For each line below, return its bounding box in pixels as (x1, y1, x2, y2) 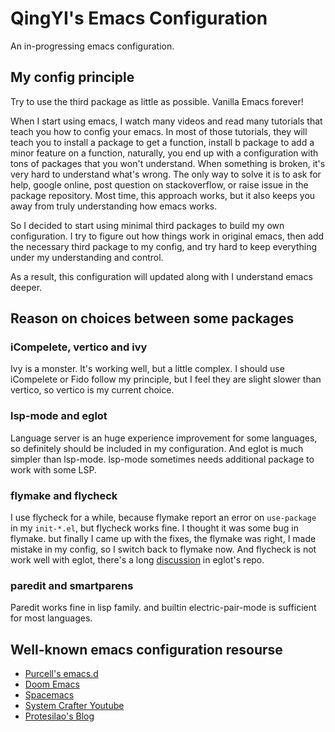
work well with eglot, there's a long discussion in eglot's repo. (10, 554, 265, 566)
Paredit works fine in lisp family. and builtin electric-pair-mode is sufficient (10, 602, 317, 614)
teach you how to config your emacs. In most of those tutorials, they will (10, 125, 308, 137)
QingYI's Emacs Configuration (10, 7, 268, 30)
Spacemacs (24, 689, 75, 701)
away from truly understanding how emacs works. (10, 200, 218, 212)
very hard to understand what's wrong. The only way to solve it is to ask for (10, 168, 322, 180)
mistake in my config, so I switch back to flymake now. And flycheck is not (10, 543, 317, 556)
